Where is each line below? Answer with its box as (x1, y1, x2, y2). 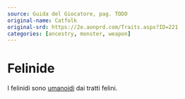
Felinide (7, 61, 55, 76)
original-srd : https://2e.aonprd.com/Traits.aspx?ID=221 (7, 23, 179, 30)
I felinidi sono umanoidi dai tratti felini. (7, 84, 118, 93)
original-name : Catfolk (7, 17, 78, 24)
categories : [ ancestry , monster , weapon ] (7, 30, 131, 37)
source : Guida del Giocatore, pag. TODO (7, 10, 129, 18)
